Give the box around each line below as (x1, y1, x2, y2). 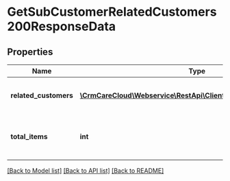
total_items (10, 132, 48, 141)
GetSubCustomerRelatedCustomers (7, 4, 217, 20)
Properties (7, 46, 53, 58)
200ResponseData (7, 19, 116, 34)
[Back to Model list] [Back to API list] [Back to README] (7, 167, 164, 175)
